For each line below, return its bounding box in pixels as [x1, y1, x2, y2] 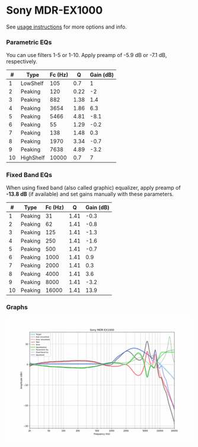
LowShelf [20, 80, 44, 87]
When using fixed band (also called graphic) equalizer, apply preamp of [6, 184, 181, 191]
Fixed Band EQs [6, 171, 52, 179]
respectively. [6, 58, 37, 65]
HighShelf [20, 154, 45, 161]
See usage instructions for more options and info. [6, 23, 127, 30]
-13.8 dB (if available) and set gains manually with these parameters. [6, 191, 174, 198]
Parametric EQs [6, 38, 52, 46]
